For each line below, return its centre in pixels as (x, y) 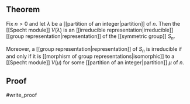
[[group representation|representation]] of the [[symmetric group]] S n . (91, 37)
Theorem (23, 10)
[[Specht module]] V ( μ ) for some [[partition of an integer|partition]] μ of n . (95, 63)
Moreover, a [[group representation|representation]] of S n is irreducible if (94, 49)
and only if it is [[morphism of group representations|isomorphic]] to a (90, 56)
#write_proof (22, 95)
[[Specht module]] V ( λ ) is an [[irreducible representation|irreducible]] (90, 30)
